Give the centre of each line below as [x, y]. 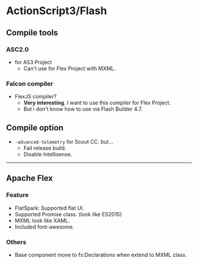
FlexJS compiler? [36, 97]
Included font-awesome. [44, 227]
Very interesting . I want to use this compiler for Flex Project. [97, 103]
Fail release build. [45, 148]
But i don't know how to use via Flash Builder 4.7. [83, 109]
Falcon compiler [30, 84]
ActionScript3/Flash [57, 11]
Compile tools [32, 33]
